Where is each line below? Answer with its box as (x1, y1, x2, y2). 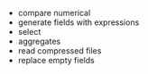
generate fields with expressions (17, 17, 140, 28)
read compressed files (17, 45, 102, 56)
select (17, 27, 42, 37)
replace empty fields (17, 55, 95, 65)
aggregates (17, 36, 61, 46)
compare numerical (17, 8, 91, 18)
